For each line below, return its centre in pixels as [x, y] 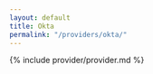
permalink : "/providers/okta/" [68, 34]
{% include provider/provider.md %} [77, 60]
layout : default [40, 18]
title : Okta [32, 26]
